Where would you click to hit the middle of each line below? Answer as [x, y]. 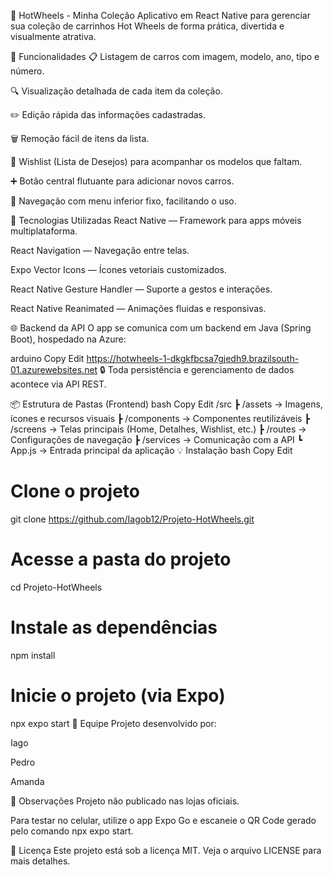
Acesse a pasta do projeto [121, 559]
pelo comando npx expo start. [72, 831]
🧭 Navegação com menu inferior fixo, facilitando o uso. [123, 201]
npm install [33, 655]
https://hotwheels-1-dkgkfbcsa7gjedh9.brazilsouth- [193, 358]
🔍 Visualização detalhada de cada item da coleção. [116, 91]
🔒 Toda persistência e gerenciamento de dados [197, 369]
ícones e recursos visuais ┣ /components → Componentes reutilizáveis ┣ [160, 418]
